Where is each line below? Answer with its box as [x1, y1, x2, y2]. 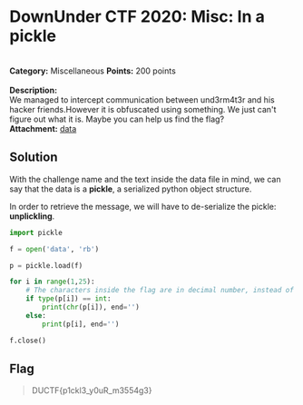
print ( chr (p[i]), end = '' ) [42, 302, 141, 311]
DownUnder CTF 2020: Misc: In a [9, 6, 266, 27]
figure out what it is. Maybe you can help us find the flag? [9, 114, 225, 124]
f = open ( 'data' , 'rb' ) [9, 244, 100, 253]
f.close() [9, 336, 47, 345]
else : [25, 311, 47, 320]
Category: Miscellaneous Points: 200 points [9, 65, 177, 76]
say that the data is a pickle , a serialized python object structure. [9, 183, 252, 194]
